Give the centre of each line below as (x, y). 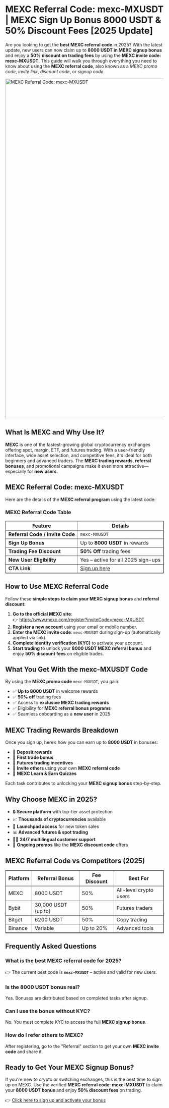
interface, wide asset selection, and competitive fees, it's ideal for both (79, 455)
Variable (44, 928)
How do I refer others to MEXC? (45, 1035)
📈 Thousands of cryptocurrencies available (59, 819)
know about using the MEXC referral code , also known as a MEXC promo (81, 66)
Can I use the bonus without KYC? (48, 1011)
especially (16, 471)
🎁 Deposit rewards (32, 752)
